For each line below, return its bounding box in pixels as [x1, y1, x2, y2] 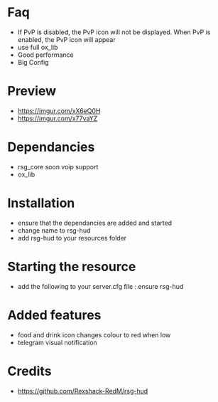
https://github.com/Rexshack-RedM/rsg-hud [17, 386, 148, 395]
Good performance [17, 51, 74, 59]
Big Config [17, 58, 49, 66]
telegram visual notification [17, 338, 97, 347]
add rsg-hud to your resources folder [17, 233, 127, 242]
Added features [7, 307, 102, 323]
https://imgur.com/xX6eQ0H [17, 106, 101, 115]
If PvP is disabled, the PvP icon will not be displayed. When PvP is [17, 28, 211, 36]
